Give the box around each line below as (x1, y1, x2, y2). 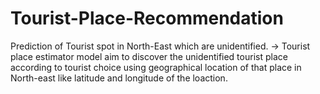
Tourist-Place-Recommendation (10, 7, 284, 30)
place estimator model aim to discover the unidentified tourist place (10, 50, 288, 62)
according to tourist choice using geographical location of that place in (10, 61, 302, 73)
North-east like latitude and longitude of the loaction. (10, 72, 228, 84)
